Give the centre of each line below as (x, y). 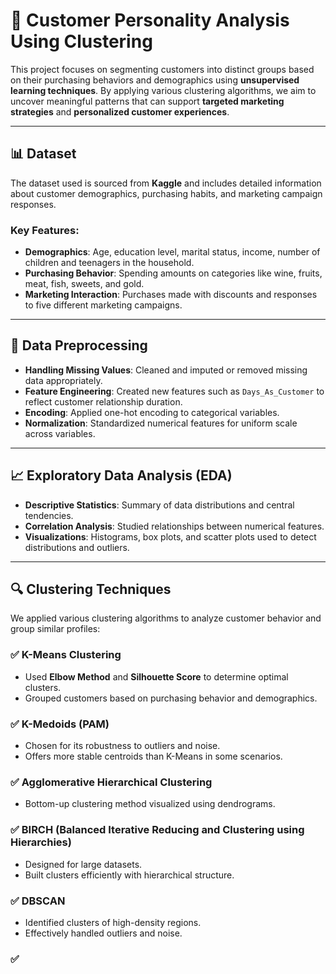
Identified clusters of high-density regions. (113, 922)
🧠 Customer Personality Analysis (150, 20)
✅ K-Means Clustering (66, 655)
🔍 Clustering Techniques (91, 589)
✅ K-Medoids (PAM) (60, 724)
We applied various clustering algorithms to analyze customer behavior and (166, 618)
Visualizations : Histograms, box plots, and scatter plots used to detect (170, 536)
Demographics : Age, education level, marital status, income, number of (172, 252)
